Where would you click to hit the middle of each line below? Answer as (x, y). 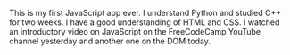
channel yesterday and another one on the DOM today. (110, 41)
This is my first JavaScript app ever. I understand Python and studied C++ (145, 13)
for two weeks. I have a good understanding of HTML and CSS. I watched (145, 22)
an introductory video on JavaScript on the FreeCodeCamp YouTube (135, 31)
